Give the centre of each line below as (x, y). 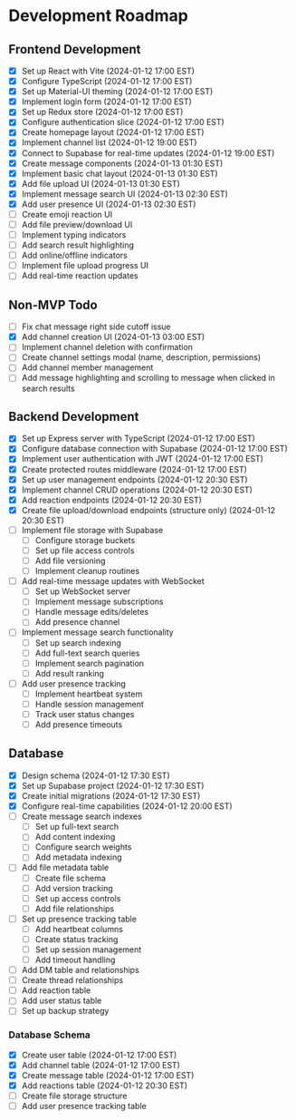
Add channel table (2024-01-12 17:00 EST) (100, 1065)
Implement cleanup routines (87, 571)
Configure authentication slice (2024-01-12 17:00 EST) (123, 122)
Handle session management (89, 704)
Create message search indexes (81, 816)
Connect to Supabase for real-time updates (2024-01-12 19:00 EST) (148, 153)
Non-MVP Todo (53, 305)
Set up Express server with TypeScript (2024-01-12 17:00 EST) (138, 438)
